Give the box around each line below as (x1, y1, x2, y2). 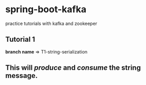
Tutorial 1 (5, 35, 35, 44)
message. (5, 71, 38, 80)
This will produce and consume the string (5, 64, 141, 72)
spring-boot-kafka (5, 4, 86, 15)
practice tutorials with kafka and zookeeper (5, 20, 98, 26)
